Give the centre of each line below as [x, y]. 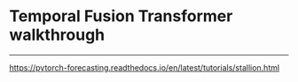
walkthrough [57, 35]
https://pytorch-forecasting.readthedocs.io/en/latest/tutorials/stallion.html [145, 67]
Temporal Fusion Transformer [121, 16]
